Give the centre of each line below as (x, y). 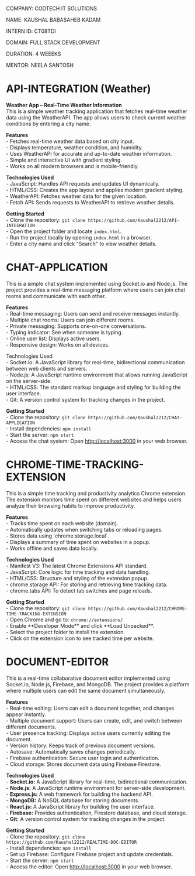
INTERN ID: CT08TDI (31, 31)
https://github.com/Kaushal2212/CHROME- (138, 608)
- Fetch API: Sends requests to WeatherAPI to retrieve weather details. (90, 202)
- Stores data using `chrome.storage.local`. (58, 536)
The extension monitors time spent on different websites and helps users (94, 499)
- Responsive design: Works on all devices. (58, 344)
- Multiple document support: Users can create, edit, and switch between (94, 720)
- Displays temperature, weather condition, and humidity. (74, 147)
